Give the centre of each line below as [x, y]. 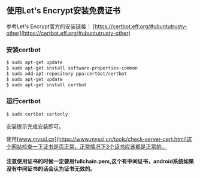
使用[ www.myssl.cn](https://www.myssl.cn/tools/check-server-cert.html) [97, 139]
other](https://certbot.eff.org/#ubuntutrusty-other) [68, 33]
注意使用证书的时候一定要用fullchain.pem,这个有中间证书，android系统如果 [100, 161]
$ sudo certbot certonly [37, 114]
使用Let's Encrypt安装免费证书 [63, 11]
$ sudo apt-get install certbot [46, 85]
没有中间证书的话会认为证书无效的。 [51, 169]
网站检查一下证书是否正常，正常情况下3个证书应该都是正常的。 [89, 146]
